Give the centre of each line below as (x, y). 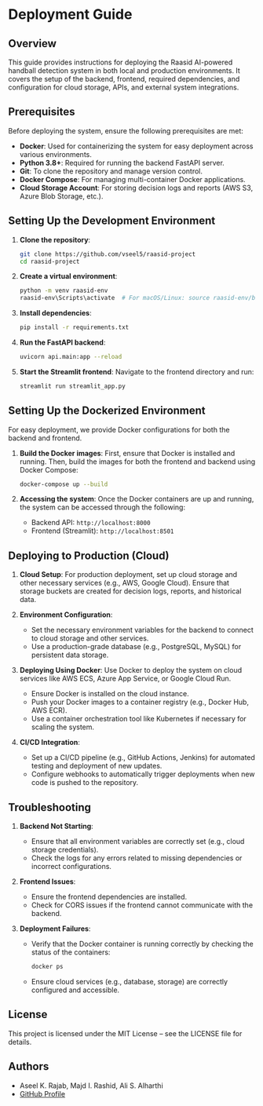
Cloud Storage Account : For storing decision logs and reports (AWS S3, (136, 188)
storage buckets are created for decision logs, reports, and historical (130, 591)
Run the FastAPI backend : (62, 342)
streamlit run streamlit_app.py (72, 386)
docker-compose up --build (64, 484)
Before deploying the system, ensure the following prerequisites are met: (126, 130)
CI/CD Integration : (50, 743)
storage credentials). (65, 850)
